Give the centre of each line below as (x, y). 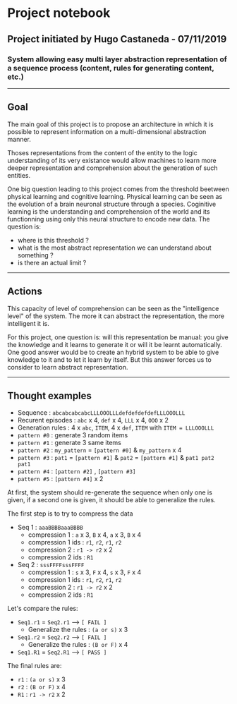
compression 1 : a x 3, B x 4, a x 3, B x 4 (85, 535)
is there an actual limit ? (52, 262)
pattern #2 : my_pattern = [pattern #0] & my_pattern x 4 (99, 450)
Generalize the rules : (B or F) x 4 (78, 645)
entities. (19, 175)
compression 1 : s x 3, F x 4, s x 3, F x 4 (85, 572)
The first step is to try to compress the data (70, 514)
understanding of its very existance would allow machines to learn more (112, 160)
